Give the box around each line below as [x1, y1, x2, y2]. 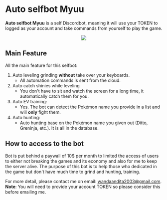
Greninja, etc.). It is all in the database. [19, 125, 99, 131]
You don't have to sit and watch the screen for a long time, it [19, 88, 144, 94]
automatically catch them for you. [19, 93, 89, 99]
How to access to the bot [5, 140, 84, 148]
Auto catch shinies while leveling [12, 82, 80, 88]
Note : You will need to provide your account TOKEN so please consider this [5, 184, 161, 190]
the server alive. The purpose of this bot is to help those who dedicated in [5, 163, 157, 169]
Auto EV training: [12, 98, 47, 104]
